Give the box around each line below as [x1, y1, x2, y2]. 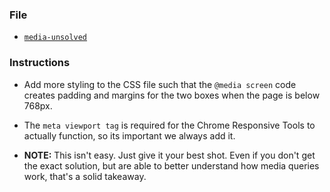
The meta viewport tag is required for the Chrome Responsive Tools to [23, 119, 316, 131]
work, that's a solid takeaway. [23, 170, 147, 182]
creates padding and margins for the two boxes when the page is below [23, 89, 321, 101]
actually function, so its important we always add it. [23, 129, 236, 142]
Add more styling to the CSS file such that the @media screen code [23, 78, 297, 90]
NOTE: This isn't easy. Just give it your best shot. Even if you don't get [23, 149, 316, 161]
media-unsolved [23, 33, 88, 43]
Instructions [9, 56, 71, 70]
